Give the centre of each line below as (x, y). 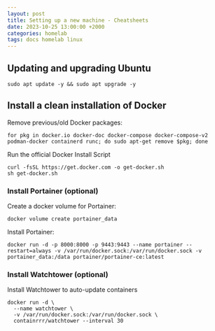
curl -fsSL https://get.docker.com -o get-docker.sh (86, 167)
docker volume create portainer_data (62, 219)
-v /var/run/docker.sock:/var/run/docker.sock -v (128, 251)
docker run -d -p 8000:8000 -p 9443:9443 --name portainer (95, 245)
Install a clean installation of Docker (87, 106)
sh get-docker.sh (33, 173)
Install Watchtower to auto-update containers (72, 290)
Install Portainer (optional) (53, 191)
